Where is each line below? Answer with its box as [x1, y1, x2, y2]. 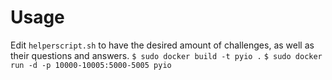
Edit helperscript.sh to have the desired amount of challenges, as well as [10, 39, 315, 51]
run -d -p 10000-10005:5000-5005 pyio [10, 60, 172, 70]
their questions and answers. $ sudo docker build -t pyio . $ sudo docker [10, 49, 323, 61]
